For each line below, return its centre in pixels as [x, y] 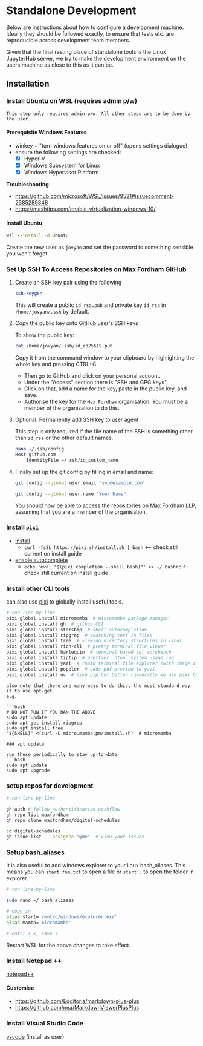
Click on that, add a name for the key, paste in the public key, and [105, 389]
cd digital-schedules [34, 831]
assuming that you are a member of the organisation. [81, 511]
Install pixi [23, 527]
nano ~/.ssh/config [40, 449]
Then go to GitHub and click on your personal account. [92, 376]
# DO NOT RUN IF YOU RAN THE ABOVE [51, 712]
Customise [20, 988]
